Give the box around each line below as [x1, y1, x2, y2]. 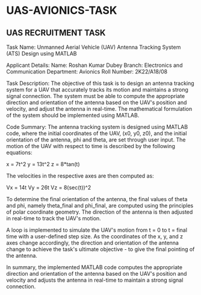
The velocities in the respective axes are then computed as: [6, 172, 155, 179]
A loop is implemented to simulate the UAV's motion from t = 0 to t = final [6, 226, 188, 234]
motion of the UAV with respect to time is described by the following [6, 143, 176, 149]
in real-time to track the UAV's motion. [6, 215, 101, 222]
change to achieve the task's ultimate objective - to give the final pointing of [6, 246, 195, 253]
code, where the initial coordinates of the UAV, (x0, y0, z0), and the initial [6, 130, 187, 137]
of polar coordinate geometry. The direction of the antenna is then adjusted [6, 208, 193, 216]
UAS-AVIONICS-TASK [6, 4, 117, 17]
